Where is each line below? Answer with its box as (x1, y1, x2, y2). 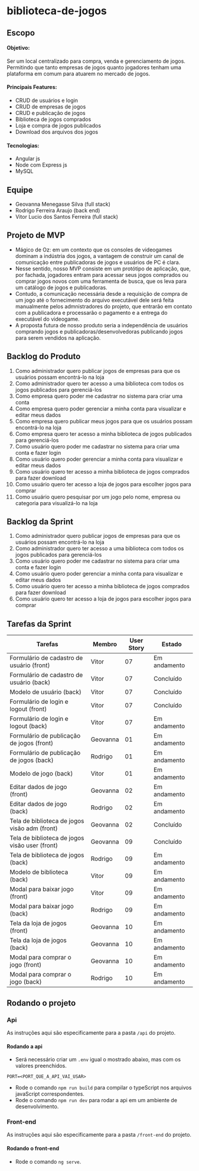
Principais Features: (6, 84, 57, 91)
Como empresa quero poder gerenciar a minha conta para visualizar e (15, 405, 187, 412)
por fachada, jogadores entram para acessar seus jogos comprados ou (15, 271, 188, 278)
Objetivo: (6, 44, 30, 52)
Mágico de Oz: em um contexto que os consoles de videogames (15, 246, 172, 253)
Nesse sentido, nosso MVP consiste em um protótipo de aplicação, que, (15, 265, 191, 272)
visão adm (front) (9, 824, 58, 832)
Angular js (15, 155, 40, 162)
